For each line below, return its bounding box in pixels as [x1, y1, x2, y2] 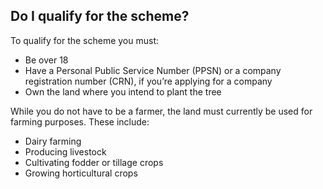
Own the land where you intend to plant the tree [24, 85, 222, 98]
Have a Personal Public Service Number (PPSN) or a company [24, 64, 282, 76]
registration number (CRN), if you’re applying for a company [24, 75, 273, 87]
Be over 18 [24, 54, 69, 66]
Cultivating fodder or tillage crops [24, 156, 164, 168]
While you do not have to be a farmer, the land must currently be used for [10, 105, 313, 117]
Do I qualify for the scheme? [10, 8, 190, 25]
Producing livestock [24, 145, 107, 158]
